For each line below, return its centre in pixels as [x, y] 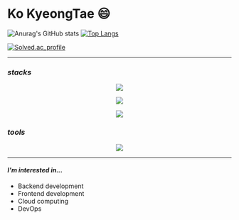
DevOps [30, 209]
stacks [20, 72]
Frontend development [51, 193]
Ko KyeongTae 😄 [59, 14]
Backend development [51, 186]
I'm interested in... [35, 170]
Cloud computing [43, 201]
